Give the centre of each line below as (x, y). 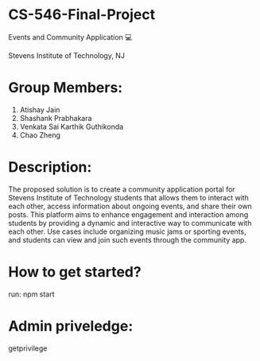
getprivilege (28, 348)
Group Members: (66, 88)
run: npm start (31, 294)
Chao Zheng (40, 135)
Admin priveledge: (71, 326)
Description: (50, 167)
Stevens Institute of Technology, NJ (67, 55)
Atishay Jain (40, 110)
